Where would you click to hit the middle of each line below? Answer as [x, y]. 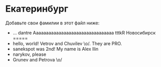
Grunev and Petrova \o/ [37, 59]
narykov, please [29, 54]
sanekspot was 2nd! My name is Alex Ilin [55, 49]
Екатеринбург [37, 9]
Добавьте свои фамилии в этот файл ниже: [52, 23]
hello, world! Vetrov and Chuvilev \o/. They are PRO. [67, 43]
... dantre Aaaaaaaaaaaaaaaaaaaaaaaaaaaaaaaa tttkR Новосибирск [84, 32]
